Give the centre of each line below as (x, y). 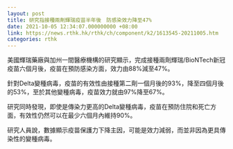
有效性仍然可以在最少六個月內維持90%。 (78, 116)
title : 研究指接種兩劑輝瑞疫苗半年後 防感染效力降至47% (80, 20)
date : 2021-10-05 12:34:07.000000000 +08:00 (72, 26)
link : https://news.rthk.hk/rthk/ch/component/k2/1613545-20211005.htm (113, 33)
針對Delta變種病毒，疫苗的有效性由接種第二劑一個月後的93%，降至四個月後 (115, 83)
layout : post (26, 14)
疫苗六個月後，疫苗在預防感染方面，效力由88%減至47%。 (90, 69)
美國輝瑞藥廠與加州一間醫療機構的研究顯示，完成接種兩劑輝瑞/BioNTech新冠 (116, 60)
